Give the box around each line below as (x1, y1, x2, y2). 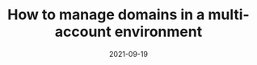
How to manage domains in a (7, 6, 205, 24)
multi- (208, 6, 250, 24)
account (54, 22, 112, 41)
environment (114, 22, 203, 41)
